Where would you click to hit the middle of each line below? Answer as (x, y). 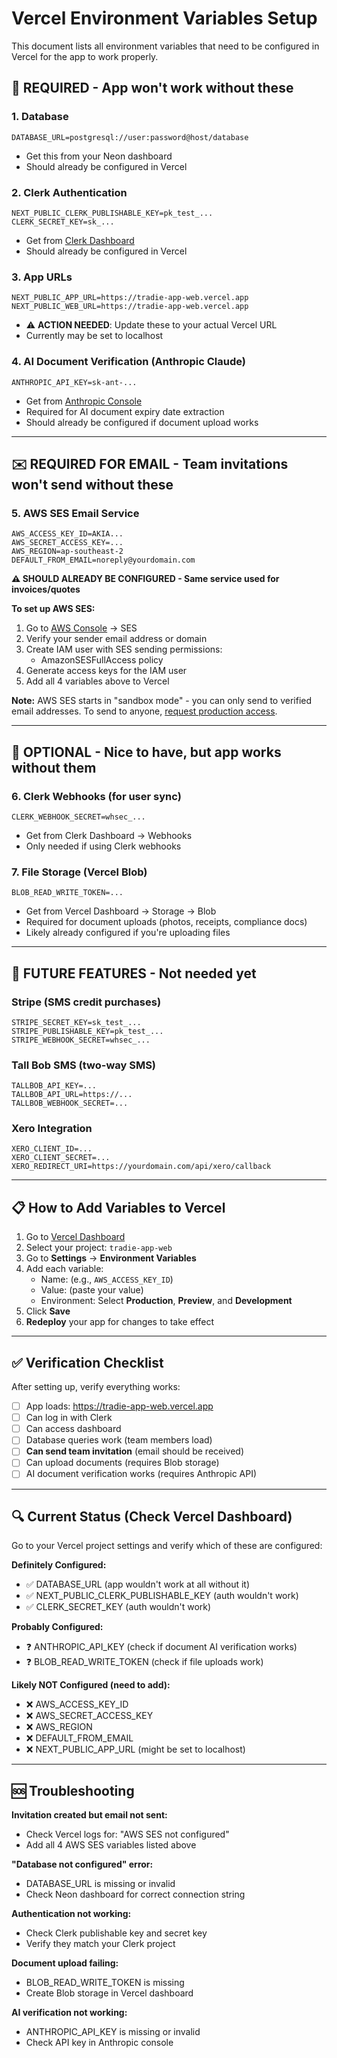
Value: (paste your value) (92, 1290)
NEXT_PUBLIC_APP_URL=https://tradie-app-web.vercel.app (130, 298)
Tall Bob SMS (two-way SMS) (84, 1065)
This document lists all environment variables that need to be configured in (165, 46)
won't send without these (92, 484)
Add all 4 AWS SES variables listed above (111, 1845)
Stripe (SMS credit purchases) (86, 1002)
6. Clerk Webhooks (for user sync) (96, 796)
